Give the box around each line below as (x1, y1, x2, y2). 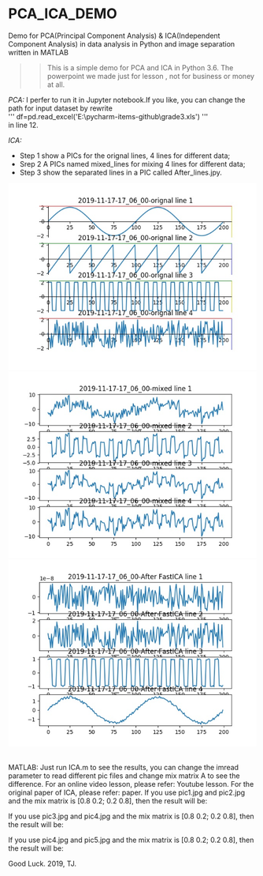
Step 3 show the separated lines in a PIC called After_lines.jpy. (19, 167, 222, 177)
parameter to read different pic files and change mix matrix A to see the (8, 771, 240, 780)
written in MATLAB (8, 47, 69, 57)
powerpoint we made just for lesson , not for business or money (46, 71, 254, 81)
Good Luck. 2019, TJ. (8, 859, 77, 868)
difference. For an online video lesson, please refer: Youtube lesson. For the (8, 779, 254, 788)
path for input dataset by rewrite (8, 103, 113, 113)
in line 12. (8, 120, 39, 130)
